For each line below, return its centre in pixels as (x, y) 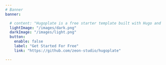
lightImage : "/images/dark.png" (43, 28)
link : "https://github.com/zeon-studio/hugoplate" (68, 50)
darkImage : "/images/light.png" (43, 32)
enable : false (29, 42)
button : (18, 37)
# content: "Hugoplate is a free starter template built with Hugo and (85, 23)
